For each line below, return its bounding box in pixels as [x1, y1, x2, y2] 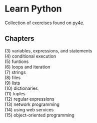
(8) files [4, 74, 21, 81]
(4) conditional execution [4, 53, 56, 59]
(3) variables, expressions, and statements [4, 47, 92, 53]
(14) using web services [4, 106, 54, 112]
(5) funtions [4, 58, 29, 65]
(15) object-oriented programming [4, 112, 74, 118]
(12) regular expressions [4, 96, 54, 102]
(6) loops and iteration [4, 64, 50, 70]
